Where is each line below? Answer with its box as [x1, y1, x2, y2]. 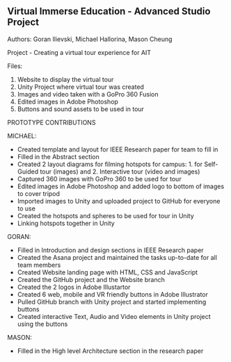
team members [17, 261, 61, 269]
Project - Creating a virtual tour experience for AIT [7, 48, 152, 56]
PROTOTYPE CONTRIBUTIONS [7, 118, 96, 126]
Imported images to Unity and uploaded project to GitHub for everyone [17, 197, 221, 205]
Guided [17, 167, 39, 176]
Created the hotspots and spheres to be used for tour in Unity [17, 211, 194, 220]
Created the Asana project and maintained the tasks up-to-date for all [17, 253, 218, 261]
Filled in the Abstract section [17, 152, 99, 161]
